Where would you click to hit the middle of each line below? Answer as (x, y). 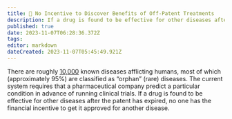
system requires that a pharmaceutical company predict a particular (104, 86)
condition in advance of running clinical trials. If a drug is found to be (105, 93)
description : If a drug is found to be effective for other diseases (109, 20)
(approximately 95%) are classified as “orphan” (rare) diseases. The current (115, 78)
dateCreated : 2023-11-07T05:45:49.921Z (65, 52)
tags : (15, 39)
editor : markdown (32, 45)
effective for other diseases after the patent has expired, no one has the (109, 100)
